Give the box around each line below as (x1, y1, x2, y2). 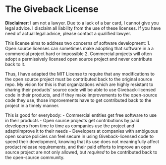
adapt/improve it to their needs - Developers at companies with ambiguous (5, 128, 159, 134)
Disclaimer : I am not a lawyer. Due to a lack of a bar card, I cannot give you (5, 20, 159, 26)
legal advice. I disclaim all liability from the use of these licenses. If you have (5, 25, 161, 31)
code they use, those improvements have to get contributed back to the (5, 97, 152, 103)
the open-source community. (5, 154, 64, 160)
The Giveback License (5, 3, 99, 15)
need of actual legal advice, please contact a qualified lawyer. (5, 30, 131, 36)
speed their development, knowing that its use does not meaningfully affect (5, 138, 160, 145)
